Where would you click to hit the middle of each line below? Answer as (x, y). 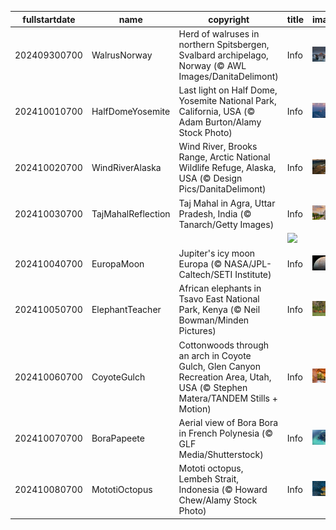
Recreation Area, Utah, (225, 377)
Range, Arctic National (224, 157)
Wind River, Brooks (218, 147)
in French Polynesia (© (226, 433)
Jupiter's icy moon (217, 253)
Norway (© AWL (212, 65)
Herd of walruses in (219, 33)
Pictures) (197, 331)
